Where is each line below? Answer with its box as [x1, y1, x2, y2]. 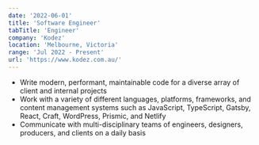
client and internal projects [19, 86, 107, 95]
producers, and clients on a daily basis [19, 128, 147, 137]
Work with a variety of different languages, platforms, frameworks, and [19, 94, 252, 104]
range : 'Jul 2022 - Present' [8, 48, 105, 56]
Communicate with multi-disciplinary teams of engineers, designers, [19, 120, 243, 129]
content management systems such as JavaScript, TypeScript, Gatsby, [19, 102, 251, 112]
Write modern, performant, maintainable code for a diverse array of [19, 77, 240, 87]
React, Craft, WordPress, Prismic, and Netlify [19, 111, 166, 120]
